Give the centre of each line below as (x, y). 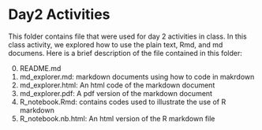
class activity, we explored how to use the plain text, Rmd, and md (116, 44)
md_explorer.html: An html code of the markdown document (117, 85)
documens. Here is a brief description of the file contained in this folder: (125, 53)
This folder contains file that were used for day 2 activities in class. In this (127, 36)
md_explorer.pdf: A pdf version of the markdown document (116, 93)
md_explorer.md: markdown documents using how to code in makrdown (137, 76)
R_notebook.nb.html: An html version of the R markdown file (117, 118)
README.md (40, 68)
